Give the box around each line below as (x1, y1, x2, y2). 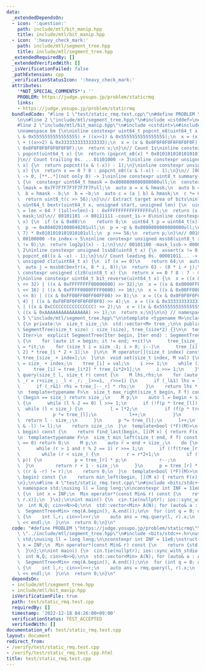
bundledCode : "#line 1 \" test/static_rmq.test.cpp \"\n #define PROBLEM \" (12, 111, 203, 117)
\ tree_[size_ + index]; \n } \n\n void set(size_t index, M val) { (17, 355, 195, 361)
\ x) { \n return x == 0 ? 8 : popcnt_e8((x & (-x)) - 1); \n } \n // (17, 168, 190, 174)
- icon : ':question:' (12, 20, 67, 26)
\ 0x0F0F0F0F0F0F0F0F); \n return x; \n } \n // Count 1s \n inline (17, 145, 179, 151)
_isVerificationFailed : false (12, 65, 88, 72)
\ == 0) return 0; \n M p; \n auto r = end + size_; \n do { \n (17, 440, 198, 446)
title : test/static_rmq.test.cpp (6, 655, 92, 662)
